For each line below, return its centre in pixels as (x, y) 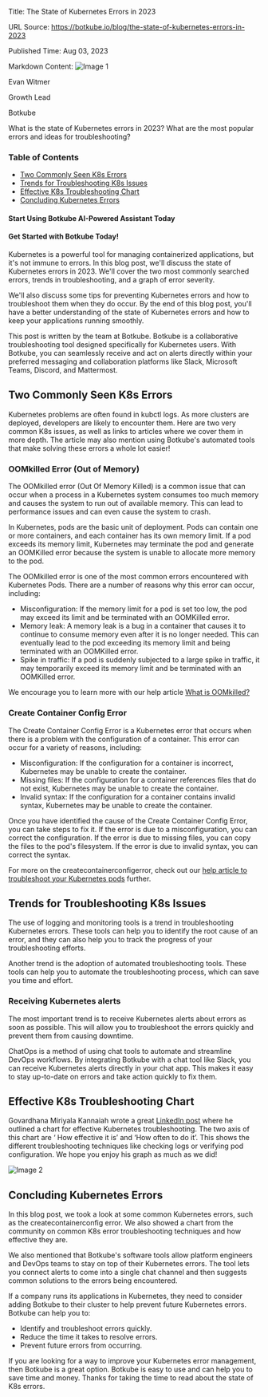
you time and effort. (41, 981)
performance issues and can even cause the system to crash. (110, 512)
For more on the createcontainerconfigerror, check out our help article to (128, 870)
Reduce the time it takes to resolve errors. (89, 1337)
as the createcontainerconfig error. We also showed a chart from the (121, 1223)
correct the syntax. (39, 854)
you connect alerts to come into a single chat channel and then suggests (128, 1273)
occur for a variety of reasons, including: (75, 747)
